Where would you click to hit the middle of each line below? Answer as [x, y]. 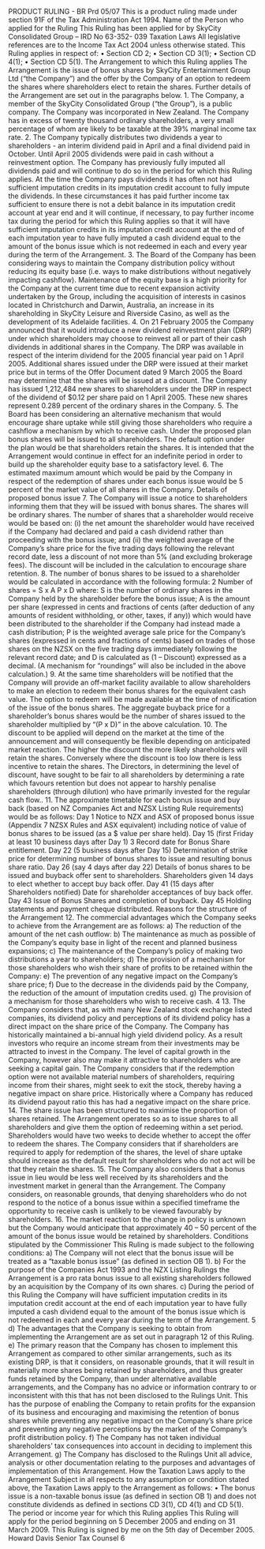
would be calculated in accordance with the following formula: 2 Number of [131, 582]
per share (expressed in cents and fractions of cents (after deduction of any [131, 607]
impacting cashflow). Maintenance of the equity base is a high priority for [127, 280]
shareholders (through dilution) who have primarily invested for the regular [129, 791]
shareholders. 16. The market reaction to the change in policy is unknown [127, 1219]
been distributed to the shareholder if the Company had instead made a [124, 624]
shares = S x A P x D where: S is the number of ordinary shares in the [121, 590]
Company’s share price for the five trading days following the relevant [121, 548]
